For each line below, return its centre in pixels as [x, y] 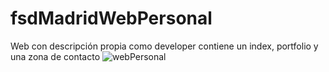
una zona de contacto [55, 56]
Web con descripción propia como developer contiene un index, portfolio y [164, 46]
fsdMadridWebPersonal [111, 18]
